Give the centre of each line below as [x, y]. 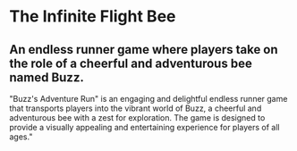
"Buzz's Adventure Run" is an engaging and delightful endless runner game [148, 99]
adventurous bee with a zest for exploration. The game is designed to [137, 117]
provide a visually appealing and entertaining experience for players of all [144, 127]
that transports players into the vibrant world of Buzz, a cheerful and [136, 108]
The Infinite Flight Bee [93, 17]
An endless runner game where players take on [144, 50]
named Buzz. [47, 77]
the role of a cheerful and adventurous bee [131, 63]
